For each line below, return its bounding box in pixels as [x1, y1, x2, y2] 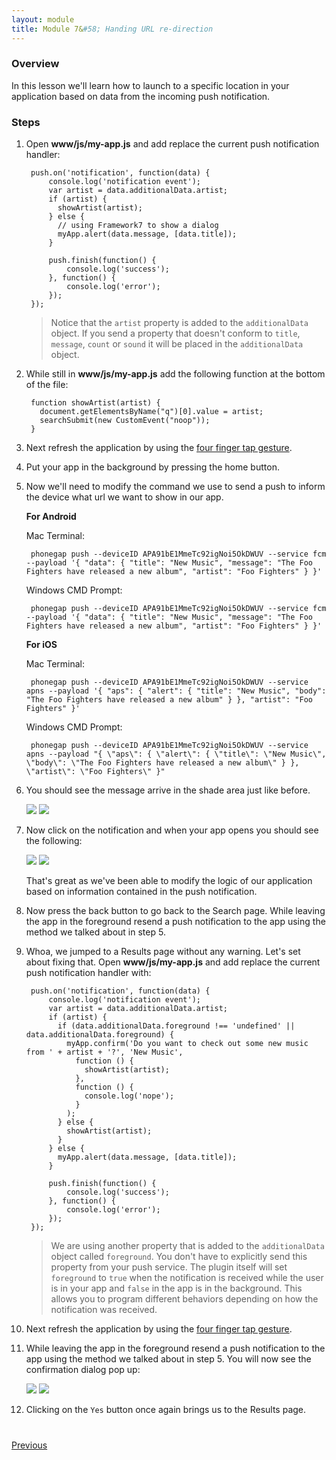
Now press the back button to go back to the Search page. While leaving [25, 905, 326, 917]
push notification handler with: [25, 967, 152, 979]
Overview [11, 57, 60, 71]
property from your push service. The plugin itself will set [50, 1261, 288, 1273]
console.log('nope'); [84, 1091, 175, 1101]
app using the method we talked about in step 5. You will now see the [25, 1353, 312, 1365]
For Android [25, 511, 77, 523]
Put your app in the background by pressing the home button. [25, 461, 280, 473]
